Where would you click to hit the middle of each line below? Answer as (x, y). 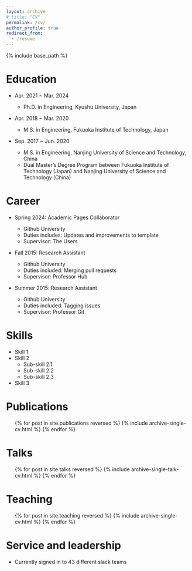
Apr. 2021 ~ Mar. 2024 (42, 95)
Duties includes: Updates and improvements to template (91, 235)
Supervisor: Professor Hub (55, 276)
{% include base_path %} (37, 56)
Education (31, 79)
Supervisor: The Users (50, 241)
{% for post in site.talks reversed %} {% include (72, 469)
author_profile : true (32, 28)
